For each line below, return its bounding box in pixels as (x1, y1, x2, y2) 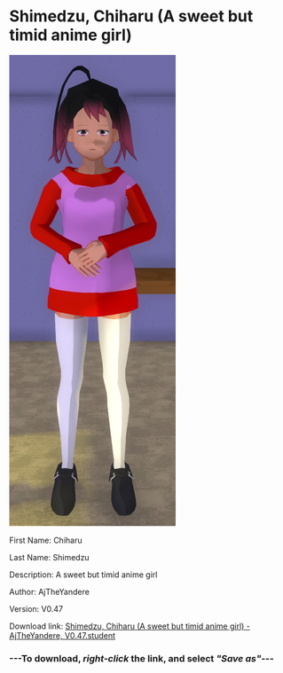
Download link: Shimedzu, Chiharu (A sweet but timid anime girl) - (9, 621, 251, 631)
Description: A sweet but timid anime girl (9, 569, 158, 580)
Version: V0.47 (9, 603, 64, 614)
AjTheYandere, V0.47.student (9, 630, 116, 640)
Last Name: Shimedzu (9, 552, 90, 562)
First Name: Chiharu (9, 535, 83, 545)
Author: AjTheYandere (9, 586, 90, 597)
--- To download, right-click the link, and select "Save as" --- (9, 652, 275, 664)
